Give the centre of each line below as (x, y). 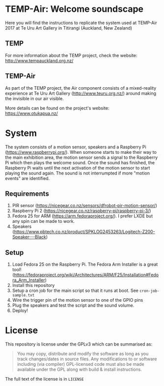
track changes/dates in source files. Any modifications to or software (87, 359)
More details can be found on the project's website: (57, 108)
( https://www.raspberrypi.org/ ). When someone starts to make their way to (81, 152)
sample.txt (23, 295)
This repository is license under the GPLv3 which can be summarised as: (79, 344)
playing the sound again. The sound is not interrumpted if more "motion (77, 173)
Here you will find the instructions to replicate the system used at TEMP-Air (81, 23)
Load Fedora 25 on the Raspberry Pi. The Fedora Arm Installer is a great (85, 264)
